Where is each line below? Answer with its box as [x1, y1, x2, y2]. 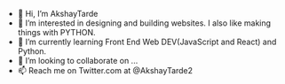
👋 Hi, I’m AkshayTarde [17, 9, 99, 19]
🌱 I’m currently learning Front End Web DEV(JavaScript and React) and [17, 36, 277, 47]
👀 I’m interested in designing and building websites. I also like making [17, 18, 272, 28]
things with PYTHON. [17, 27, 96, 37]
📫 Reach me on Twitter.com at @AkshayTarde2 [17, 65, 194, 75]
